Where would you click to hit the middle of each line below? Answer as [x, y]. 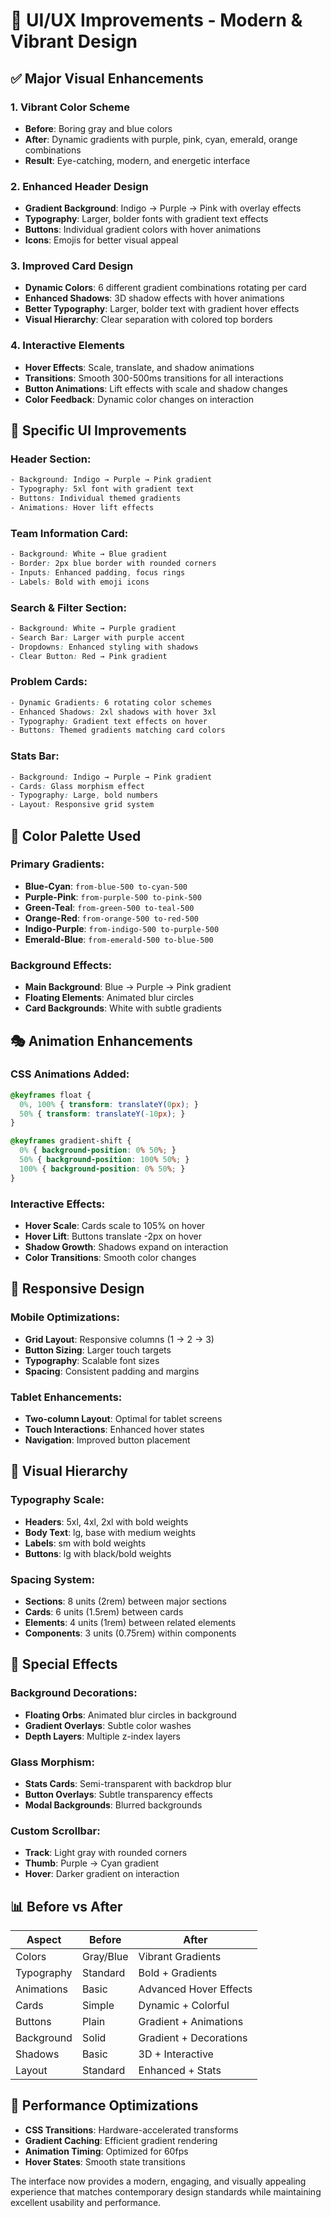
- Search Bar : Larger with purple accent [98, 637]
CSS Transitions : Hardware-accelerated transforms [131, 2130]
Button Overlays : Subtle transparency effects [118, 1794]
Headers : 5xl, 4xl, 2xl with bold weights [106, 1521]
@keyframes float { [51, 1095]
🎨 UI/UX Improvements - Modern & [156, 20]
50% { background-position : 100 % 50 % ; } [104, 1160]
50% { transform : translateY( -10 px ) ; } [102, 1114]
